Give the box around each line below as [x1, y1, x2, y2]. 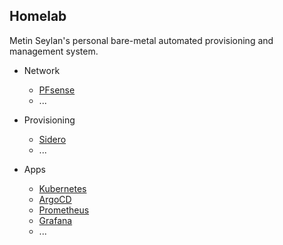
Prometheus [38, 204, 90, 216]
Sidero [38, 133, 67, 145]
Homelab [9, 8, 67, 25]
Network [23, 64, 61, 76]
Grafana [38, 214, 73, 226]
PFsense [38, 84, 76, 96]
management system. [9, 45, 99, 57]
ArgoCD [38, 193, 72, 205]
